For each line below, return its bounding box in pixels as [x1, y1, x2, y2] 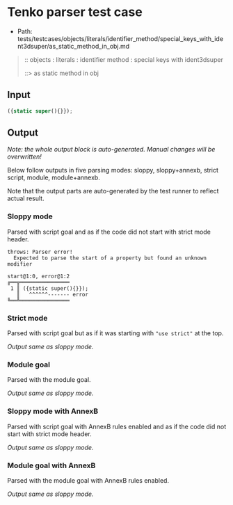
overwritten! [7, 152, 42, 161]
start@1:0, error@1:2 [7, 273, 70, 280]
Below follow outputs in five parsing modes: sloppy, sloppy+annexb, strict [7, 166, 219, 175]
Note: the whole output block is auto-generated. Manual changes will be [7, 145, 216, 154]
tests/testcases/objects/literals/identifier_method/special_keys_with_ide [17, 34, 224, 42]
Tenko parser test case [7, 4, 143, 20]
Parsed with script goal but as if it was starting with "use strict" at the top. [7, 329, 224, 337]
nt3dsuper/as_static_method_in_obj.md [17, 42, 130, 50]
